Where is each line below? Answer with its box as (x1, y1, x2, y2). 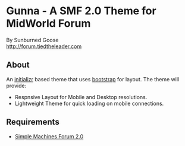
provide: (6, 82, 27, 89)
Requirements (6, 117, 59, 127)
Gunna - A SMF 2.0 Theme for (6, 4, 156, 18)
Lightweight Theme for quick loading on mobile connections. (14, 100, 164, 107)
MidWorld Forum (6, 17, 91, 30)
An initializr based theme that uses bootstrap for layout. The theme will (6, 75, 180, 82)
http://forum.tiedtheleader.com (6, 43, 82, 50)
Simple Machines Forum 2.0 (14, 132, 84, 140)
